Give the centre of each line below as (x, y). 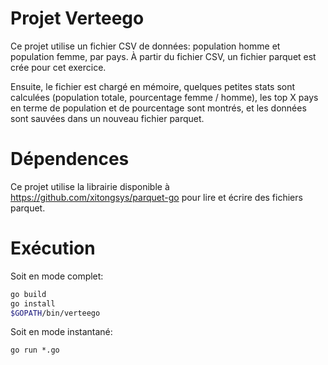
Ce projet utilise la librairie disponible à (90, 186)
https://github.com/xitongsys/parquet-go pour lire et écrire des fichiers (156, 197)
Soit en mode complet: (57, 276)
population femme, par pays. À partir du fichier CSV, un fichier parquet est (163, 56)
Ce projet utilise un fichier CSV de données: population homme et (145, 46)
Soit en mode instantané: (61, 332)
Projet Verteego (77, 18)
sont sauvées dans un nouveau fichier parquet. (107, 118)
